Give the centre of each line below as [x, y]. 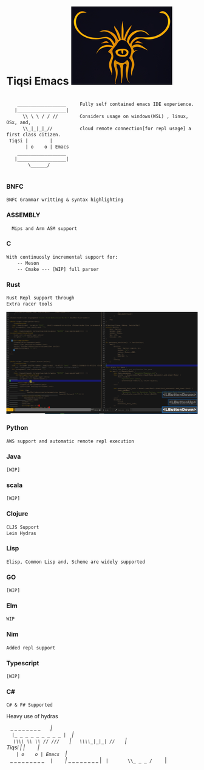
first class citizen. [34, 135]
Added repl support [31, 648]
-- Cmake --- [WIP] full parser [58, 269]
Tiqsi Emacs [38, 81]
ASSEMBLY [23, 215]
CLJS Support [23, 527]
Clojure [17, 514]
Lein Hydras [21, 533]
